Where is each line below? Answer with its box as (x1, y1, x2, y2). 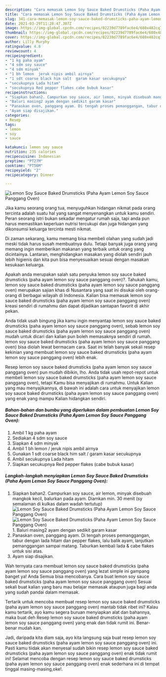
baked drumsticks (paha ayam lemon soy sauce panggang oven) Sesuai (5, 579, 152, 585)
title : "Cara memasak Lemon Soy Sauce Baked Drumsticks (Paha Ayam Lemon (5, 12, 161, 17)
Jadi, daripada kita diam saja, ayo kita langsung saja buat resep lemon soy (5, 635, 157, 640)
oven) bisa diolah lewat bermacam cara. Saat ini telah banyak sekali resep (5, 344, 156, 350)
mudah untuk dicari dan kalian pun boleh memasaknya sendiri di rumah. (5, 334, 152, 339)
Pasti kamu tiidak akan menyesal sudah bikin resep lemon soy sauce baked (5, 645, 158, 651)
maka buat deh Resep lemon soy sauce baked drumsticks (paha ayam (5, 615, 148, 621)
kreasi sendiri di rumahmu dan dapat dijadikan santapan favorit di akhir (5, 303, 150, 309)
